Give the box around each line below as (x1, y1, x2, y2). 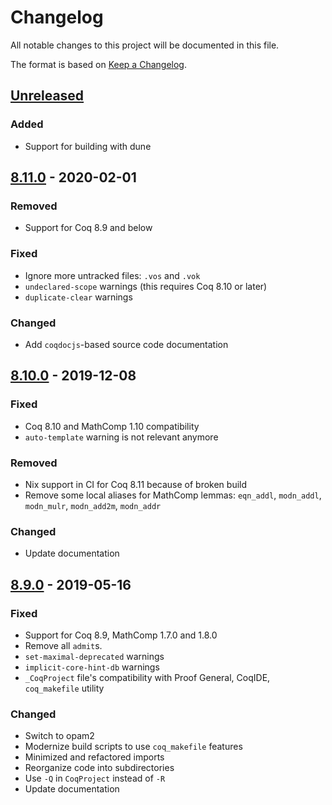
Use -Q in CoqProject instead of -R (24, 772, 166, 785)
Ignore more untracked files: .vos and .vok (24, 269, 201, 281)
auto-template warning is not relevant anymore (24, 431, 219, 443)
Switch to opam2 (24, 730, 95, 742)
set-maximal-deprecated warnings (24, 650, 165, 662)
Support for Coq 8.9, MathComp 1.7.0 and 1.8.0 (24, 629, 218, 641)
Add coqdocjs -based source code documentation (24, 338, 229, 350)
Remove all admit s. (24, 639, 103, 651)
